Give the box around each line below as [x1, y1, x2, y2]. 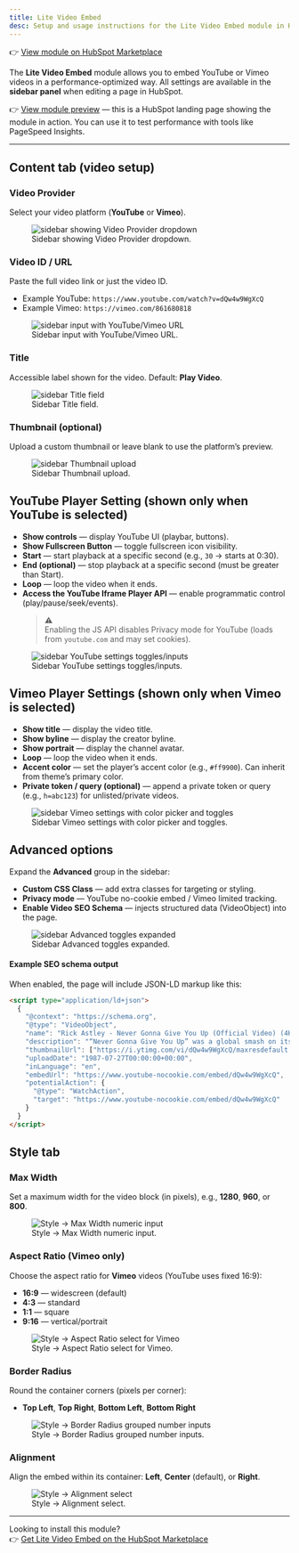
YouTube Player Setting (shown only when [9, 493, 249, 508]
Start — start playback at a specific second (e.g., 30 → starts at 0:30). [21, 549, 279, 561]
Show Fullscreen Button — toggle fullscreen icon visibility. [21, 541, 238, 551]
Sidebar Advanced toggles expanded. [31, 939, 171, 949]
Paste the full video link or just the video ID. [9, 276, 168, 287]
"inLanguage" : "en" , [25, 1061, 101, 1071]
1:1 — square [21, 1306, 69, 1317]
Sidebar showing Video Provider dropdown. [31, 233, 191, 245]
